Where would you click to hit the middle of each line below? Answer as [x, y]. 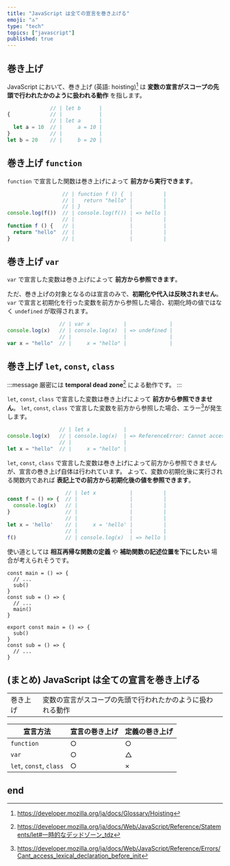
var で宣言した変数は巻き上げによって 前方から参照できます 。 [94, 279]
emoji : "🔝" [23, 20]
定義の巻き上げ [149, 732]
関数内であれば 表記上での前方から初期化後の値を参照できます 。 [104, 480]
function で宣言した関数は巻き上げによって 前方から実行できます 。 [102, 181]
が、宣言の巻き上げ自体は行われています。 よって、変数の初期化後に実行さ [112, 471]
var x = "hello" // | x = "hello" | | [90, 344]
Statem [211, 827]
